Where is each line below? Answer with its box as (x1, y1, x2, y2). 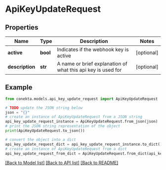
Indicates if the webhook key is (56, 46, 129, 53)
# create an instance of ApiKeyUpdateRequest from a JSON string (5, 115, 142, 120)
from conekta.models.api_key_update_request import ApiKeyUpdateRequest (5, 96, 158, 101)
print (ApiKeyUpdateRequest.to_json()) (5, 128, 85, 133)
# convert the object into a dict (5, 137, 77, 142)
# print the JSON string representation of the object (5, 124, 121, 129)
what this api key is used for (56, 67, 122, 73)
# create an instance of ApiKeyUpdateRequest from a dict (5, 146, 127, 151)
